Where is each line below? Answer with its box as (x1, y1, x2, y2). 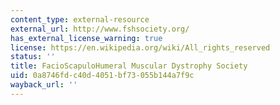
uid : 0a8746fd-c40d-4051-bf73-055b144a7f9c (10, 71, 195, 81)
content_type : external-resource (10, 14, 150, 25)
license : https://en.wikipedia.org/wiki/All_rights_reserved (10, 42, 271, 53)
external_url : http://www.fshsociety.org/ (10, 24, 190, 34)
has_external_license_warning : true (10, 33, 163, 43)
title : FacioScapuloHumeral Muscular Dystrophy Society (10, 61, 248, 71)
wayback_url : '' (10, 80, 78, 90)
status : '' (10, 52, 56, 62)
